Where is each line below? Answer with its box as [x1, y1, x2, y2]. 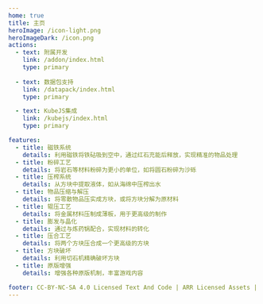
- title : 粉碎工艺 [15, 158, 72, 167]
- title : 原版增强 [15, 261, 72, 270]
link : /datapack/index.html [22, 85, 115, 94]
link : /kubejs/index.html [22, 114, 109, 123]
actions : [8, 41, 37, 49]
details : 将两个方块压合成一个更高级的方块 [22, 240, 149, 248]
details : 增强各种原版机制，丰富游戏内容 [22, 269, 144, 277]
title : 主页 [8, 19, 45, 27]
